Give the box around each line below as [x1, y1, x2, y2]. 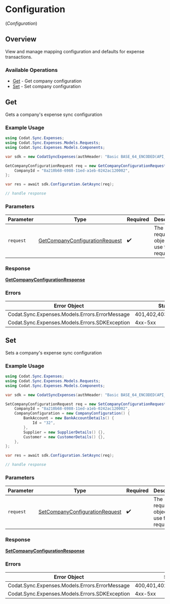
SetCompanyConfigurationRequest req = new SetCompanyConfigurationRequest [5, 401, 166, 407]
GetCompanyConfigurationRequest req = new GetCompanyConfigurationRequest [5, 163, 166, 168]
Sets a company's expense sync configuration [5, 349, 102, 355]
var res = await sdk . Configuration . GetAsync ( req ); [5, 182, 114, 187]
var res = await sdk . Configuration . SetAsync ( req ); [5, 453, 114, 458]
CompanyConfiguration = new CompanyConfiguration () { [14, 411, 130, 416]
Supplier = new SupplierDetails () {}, [23, 429, 105, 435]
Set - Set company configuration [12, 84, 81, 90]
